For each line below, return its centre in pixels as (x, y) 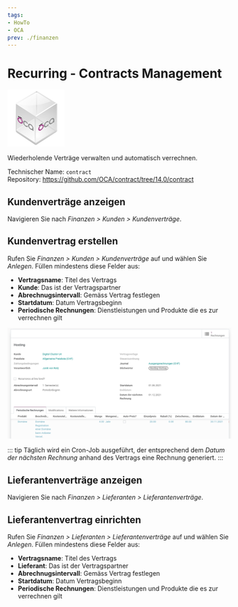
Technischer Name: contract (50, 172)
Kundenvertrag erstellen (63, 241)
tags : (15, 15)
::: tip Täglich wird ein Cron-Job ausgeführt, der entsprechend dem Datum (116, 450)
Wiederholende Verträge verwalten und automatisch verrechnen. (102, 158)
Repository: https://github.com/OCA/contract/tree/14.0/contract (101, 180)
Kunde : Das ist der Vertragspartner (69, 287)
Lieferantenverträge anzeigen (75, 480)
